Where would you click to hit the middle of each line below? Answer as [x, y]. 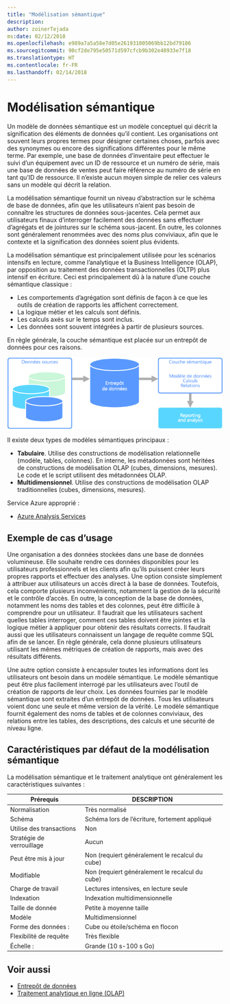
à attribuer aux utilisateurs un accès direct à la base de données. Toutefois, [113, 584]
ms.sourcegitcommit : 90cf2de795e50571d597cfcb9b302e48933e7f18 [99, 51]
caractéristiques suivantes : [46, 784]
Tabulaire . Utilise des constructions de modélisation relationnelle [108, 454]
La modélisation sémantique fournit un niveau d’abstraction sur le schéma [111, 198]
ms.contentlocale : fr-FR [42, 65]
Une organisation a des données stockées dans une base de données [105, 554]
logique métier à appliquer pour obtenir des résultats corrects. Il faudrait [109, 627]
